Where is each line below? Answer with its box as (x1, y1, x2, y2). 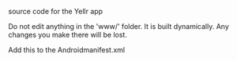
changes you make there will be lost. (8, 30, 128, 39)
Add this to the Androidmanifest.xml (8, 45, 125, 54)
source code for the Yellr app (8, 7, 103, 16)
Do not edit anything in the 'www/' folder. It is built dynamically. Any (8, 22, 229, 30)
